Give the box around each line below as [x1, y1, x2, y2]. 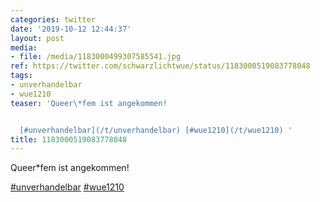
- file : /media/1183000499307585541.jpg [10, 52, 182, 62]
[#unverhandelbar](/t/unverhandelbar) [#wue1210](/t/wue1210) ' [19, 125, 293, 135]
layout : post [10, 33, 65, 43]
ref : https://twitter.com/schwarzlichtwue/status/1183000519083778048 [10, 61, 311, 71]
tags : [10, 71, 33, 81]
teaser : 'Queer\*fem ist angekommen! [10, 98, 168, 108]
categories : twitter [10, 14, 97, 25]
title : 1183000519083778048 [10, 134, 128, 145]
